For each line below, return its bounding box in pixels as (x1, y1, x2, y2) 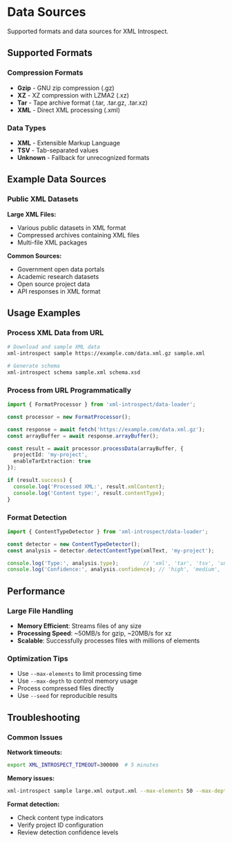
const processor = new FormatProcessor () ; (7, 413, 131, 420)
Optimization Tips (7, 654, 68, 663)
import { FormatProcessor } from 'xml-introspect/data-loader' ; (7, 401, 196, 409)
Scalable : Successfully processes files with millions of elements (17, 636, 200, 645)
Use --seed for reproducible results (17, 692, 117, 700)
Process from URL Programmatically (7, 385, 132, 395)
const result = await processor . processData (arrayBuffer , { (7, 445, 184, 452)
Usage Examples (7, 307, 81, 319)
